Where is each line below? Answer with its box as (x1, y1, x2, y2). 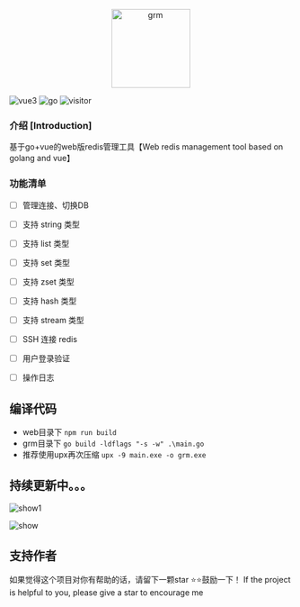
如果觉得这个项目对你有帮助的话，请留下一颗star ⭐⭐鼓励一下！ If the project (9, 574, 291, 584)
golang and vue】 (9, 153, 75, 164)
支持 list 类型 (22, 238, 70, 249)
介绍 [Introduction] (9, 119, 93, 131)
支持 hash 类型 (22, 295, 77, 306)
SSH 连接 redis (22, 334, 78, 345)
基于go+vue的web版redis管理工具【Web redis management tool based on (9, 141, 284, 152)
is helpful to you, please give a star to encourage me (9, 586, 204, 598)
